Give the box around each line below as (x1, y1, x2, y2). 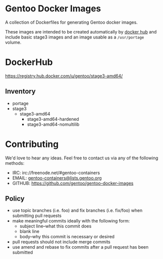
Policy (5, 194, 25, 203)
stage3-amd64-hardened (27, 116, 79, 122)
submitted (12, 250, 33, 256)
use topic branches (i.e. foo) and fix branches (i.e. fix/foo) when (12, 208, 143, 214)
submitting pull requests (12, 213, 62, 219)
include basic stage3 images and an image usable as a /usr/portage (5, 34, 144, 40)
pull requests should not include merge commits (12, 239, 111, 245)
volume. (5, 39, 22, 45)
